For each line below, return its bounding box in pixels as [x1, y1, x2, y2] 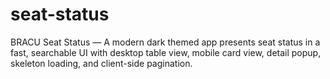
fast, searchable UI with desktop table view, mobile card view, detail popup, [10, 46, 322, 58]
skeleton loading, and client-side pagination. [10, 57, 193, 69]
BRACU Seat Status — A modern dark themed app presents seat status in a [10, 36, 321, 48]
